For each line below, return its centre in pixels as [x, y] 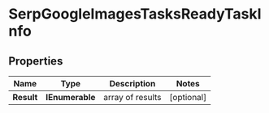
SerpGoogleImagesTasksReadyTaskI [135, 14]
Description [132, 84]
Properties [36, 61]
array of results [132, 97]
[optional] [188, 97]
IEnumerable [71, 97]
